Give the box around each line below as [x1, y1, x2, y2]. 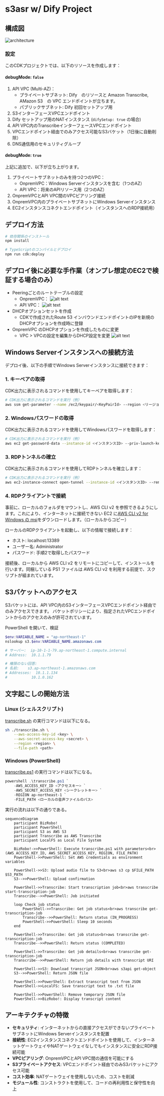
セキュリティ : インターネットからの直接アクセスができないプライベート [12, 1025, 156, 1031]
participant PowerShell [14, 825, 62, 830]
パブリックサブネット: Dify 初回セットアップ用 [19, 104, 113, 110]
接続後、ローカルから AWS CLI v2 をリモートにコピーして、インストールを [5, 560, 155, 566]
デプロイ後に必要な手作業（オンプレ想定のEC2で [5, 267, 152, 275]
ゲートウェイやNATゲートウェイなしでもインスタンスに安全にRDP [20, 1043, 153, 1049]
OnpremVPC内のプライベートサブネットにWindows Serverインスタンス [12, 198, 156, 204]
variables [5, 859, 25, 864]
